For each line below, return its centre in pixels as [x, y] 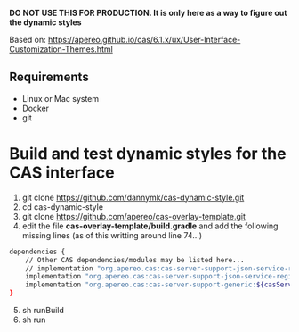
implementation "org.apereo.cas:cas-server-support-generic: [141, 285]
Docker [36, 108]
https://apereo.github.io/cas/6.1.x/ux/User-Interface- [144, 40]
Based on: [28, 40]
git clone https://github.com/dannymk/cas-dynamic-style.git [133, 197]
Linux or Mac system [61, 98]
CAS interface [62, 172]
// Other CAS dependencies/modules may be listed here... [135, 260]
